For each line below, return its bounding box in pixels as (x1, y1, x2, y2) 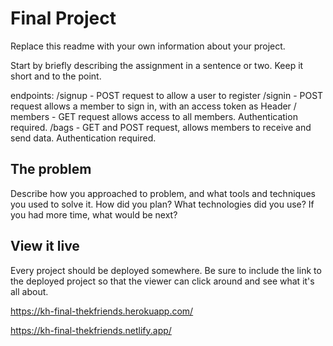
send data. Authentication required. (10, 132, 157, 144)
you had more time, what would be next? (10, 208, 178, 221)
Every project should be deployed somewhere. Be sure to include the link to (10, 264, 322, 276)
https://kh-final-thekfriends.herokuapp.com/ (10, 305, 194, 317)
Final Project (10, 7, 117, 30)
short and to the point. (10, 70, 102, 82)
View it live (10, 238, 80, 255)
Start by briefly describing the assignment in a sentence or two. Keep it (10, 59, 304, 71)
